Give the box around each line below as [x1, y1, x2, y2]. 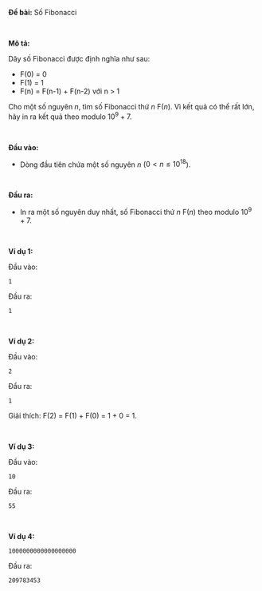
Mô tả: [8, 38, 30, 48]
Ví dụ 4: [8, 531, 35, 541]
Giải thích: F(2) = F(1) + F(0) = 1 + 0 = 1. [8, 411, 137, 420]
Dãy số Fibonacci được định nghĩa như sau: [8, 54, 151, 63]
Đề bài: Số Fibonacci [8, 8, 77, 17]
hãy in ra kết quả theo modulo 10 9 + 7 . [8, 110, 132, 121]
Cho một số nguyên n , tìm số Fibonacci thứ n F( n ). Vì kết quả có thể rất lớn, [8, 102, 255, 111]
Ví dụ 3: [8, 442, 35, 451]
